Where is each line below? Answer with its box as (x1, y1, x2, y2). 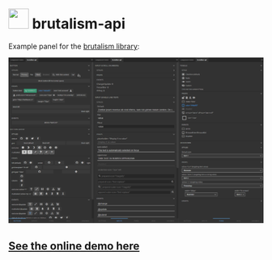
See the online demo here (8, 239, 140, 253)
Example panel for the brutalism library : (8, 41, 140, 51)
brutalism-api (32, 15, 125, 33)
